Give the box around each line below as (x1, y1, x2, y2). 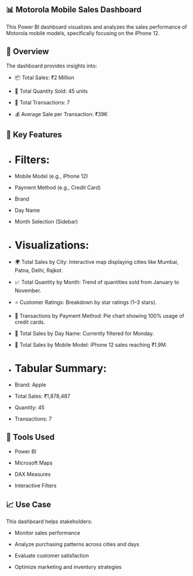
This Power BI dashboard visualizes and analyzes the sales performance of (6, 23, 187, 31)
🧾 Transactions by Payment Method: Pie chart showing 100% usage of (14, 312, 185, 319)
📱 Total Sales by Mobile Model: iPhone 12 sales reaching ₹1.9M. (14, 341, 168, 348)
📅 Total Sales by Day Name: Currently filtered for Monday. (14, 330, 154, 337)
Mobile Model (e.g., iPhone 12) (14, 172, 88, 179)
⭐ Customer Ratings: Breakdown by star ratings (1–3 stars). (14, 299, 157, 306)
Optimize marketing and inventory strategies (14, 564, 122, 571)
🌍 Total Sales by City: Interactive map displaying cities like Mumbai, (14, 258, 179, 265)
